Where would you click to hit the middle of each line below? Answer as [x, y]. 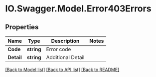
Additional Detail [65, 57]
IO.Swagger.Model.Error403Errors [78, 9]
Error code [59, 49]
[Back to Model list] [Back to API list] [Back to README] [62, 70]
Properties [22, 27]
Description [65, 41]
